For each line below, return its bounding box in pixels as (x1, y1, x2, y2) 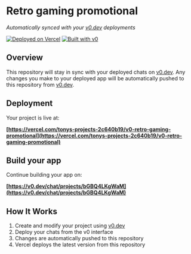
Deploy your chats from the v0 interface (14, 228, 113, 236)
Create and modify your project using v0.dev (14, 222, 125, 230)
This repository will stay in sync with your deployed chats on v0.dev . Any (6, 68, 186, 76)
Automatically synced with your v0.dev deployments (6, 24, 135, 31)
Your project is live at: (6, 114, 60, 121)
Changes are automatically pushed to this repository (14, 235, 144, 242)
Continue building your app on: (6, 171, 82, 178)
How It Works (6, 206, 58, 217)
